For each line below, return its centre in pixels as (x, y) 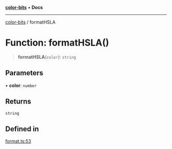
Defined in (22, 129)
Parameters (24, 73)
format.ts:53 (18, 141)
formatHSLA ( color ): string (47, 57)
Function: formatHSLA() (57, 43)
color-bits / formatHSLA (30, 22)
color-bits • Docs (24, 7)
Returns (18, 102)
